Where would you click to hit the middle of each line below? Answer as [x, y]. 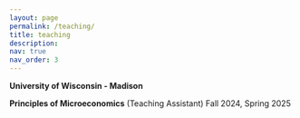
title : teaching [40, 34]
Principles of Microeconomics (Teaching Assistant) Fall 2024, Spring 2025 [150, 103]
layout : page [34, 18]
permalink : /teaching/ [52, 26]
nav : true [28, 52]
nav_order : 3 [34, 60]
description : [34, 43]
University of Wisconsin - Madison [76, 86]
